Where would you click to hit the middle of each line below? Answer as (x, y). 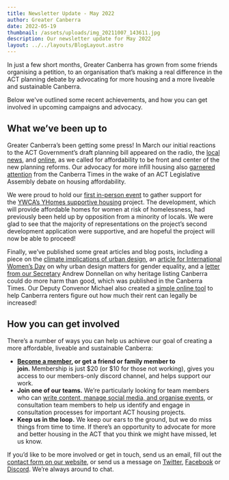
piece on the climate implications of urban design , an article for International (114, 259)
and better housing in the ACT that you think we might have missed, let (117, 434)
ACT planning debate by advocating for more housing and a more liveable (111, 79)
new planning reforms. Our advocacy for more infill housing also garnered (111, 167)
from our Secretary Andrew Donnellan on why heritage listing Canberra (107, 273)
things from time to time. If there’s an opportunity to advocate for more (116, 427)
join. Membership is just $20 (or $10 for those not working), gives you (116, 368)
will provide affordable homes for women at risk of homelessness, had (106, 209)
